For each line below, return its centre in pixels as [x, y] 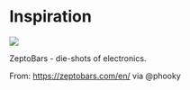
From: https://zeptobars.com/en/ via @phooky [95, 76]
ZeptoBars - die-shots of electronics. [78, 58]
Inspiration [50, 17]
